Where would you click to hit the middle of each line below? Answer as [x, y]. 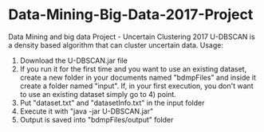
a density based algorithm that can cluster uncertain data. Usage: [116, 45]
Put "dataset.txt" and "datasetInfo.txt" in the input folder [112, 103]
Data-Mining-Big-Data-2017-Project [131, 15]
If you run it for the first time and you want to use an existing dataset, [133, 68]
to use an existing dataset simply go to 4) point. [98, 94]
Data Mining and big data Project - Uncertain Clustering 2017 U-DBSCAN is [132, 37]
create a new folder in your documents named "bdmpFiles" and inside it [138, 77]
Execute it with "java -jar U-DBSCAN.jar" [87, 111]
